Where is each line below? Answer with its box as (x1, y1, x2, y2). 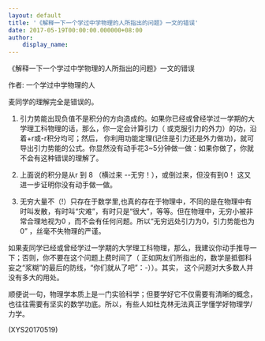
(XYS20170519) (8, 325, 58, 335)
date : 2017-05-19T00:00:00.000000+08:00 (8, 26, 144, 34)
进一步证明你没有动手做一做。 (19, 180, 117, 189)
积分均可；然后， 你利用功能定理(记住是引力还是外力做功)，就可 (47, 133, 255, 143)
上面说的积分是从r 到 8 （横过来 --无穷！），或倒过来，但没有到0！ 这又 (19, 170, 252, 180)
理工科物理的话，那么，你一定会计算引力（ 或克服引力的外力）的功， (26, 124, 250, 133)
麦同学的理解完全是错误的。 (8, 97, 99, 107)
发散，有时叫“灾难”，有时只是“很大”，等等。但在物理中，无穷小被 (33, 207, 247, 216)
